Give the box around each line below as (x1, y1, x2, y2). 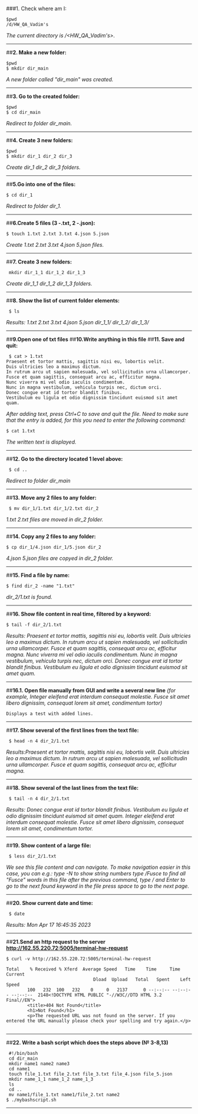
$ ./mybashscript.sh (6, 1097, 57, 1103)
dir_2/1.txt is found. (6, 594, 53, 600)
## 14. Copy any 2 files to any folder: (6, 533, 96, 540)
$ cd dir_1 (6, 192, 33, 198)
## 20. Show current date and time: (6, 900, 93, 906)
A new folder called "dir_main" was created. (6, 76, 114, 83)
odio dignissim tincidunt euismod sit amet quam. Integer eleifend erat (6, 812, 175, 819)
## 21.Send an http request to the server (6, 939, 106, 945)
